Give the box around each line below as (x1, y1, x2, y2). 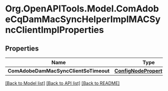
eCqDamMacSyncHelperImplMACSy (5, 13, 161, 25)
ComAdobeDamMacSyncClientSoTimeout (7, 67, 110, 74)
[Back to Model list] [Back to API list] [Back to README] (5, 80, 120, 86)
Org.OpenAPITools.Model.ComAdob (5, 3, 159, 14)
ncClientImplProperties (5, 24, 104, 35)
